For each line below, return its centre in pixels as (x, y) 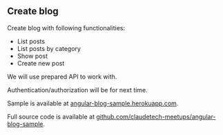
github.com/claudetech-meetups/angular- (156, 116)
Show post (32, 56)
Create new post (41, 63)
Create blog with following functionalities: (66, 28)
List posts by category (49, 48)
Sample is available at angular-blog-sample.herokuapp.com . (93, 103)
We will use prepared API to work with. (62, 76)
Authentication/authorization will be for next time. (77, 90)
